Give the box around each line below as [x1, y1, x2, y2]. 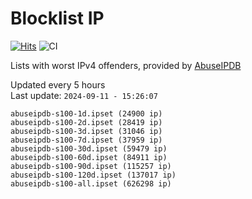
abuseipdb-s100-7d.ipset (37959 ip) [10, 135, 163, 145]
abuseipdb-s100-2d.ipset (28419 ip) [10, 117, 163, 127]
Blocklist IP [10, 7, 105, 30]
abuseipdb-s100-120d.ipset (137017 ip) [10, 170, 177, 180]
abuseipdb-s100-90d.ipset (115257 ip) [10, 161, 172, 171]
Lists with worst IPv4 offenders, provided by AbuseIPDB [10, 59, 242, 71]
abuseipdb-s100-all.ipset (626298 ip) [10, 178, 172, 189]
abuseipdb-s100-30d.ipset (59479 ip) [10, 143, 168, 154]
